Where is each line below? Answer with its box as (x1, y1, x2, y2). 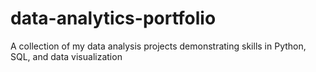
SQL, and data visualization (10, 50, 123, 62)
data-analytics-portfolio (10, 7, 217, 30)
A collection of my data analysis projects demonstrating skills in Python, (10, 40, 307, 52)
